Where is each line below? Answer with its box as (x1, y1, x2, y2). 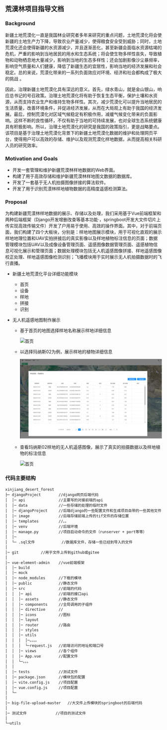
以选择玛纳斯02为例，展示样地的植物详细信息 (19, 349, 113, 355)
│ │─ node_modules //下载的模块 (5, 575, 82, 580)
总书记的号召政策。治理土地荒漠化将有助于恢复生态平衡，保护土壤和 (9, 92, 149, 98)
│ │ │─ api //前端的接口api (5, 591, 88, 596)
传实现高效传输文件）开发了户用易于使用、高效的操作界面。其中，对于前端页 (5, 223, 162, 229)
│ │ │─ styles (5, 627, 39, 632)
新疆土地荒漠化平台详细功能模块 (12, 271, 78, 277)
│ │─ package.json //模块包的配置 (5, 675, 85, 680)
